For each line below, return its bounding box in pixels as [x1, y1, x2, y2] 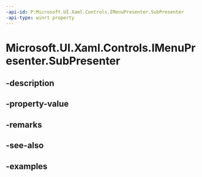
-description [6, 78, 54, 88]
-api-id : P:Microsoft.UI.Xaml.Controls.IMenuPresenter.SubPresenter [6, 9, 184, 15]
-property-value [6, 99, 69, 109]
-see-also [6, 140, 44, 151]
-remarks [6, 120, 42, 130]
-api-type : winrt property [6, 15, 75, 21]
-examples [6, 161, 48, 172]
